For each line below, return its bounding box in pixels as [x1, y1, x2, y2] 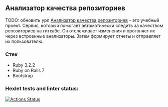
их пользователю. [5, 38, 44, 44]
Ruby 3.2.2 [12, 62, 35, 68]
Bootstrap [12, 73, 33, 79]
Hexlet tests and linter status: [5, 85, 79, 92]
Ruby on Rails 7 [12, 67, 45, 74]
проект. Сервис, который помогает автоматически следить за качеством [5, 22, 163, 28]
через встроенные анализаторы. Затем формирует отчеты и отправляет [5, 33, 161, 39]
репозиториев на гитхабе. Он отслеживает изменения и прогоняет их [5, 27, 155, 34]
